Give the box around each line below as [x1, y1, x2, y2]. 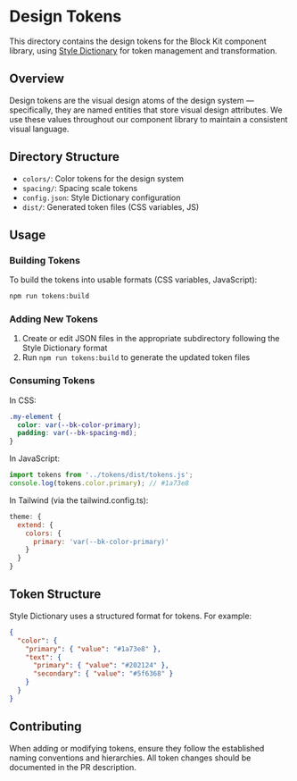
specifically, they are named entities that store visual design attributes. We [9, 105, 283, 115]
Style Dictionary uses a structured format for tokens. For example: [9, 610, 252, 621]
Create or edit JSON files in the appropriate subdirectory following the [21, 333, 280, 344]
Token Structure [9, 587, 102, 602]
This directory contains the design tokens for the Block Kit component [9, 36, 268, 46]
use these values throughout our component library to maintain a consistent [9, 113, 288, 124]
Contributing [9, 719, 82, 735]
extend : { [17, 520, 54, 529]
